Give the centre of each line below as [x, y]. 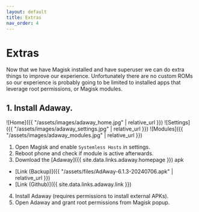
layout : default [26, 12]
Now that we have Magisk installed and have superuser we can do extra [95, 69]
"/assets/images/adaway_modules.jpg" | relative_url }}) [74, 135]
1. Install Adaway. [40, 108]
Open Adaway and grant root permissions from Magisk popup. [92, 202]
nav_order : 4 [23, 23]
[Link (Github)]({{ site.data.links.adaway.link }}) [73, 184]
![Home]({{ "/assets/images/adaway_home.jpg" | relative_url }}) [85, 123]
